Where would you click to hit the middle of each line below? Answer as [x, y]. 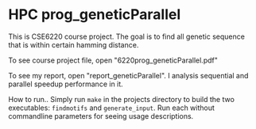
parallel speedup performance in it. [66, 84]
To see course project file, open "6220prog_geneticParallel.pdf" [113, 60]
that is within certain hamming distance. [74, 44]
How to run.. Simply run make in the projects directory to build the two [121, 99]
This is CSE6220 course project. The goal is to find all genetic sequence [126, 36]
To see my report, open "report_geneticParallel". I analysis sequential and [128, 75]
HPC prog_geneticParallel [95, 15]
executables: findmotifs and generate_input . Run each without [111, 108]
